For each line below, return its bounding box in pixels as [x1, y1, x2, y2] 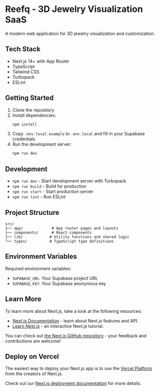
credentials [12, 136, 36, 142]
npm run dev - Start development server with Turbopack [12, 178, 126, 184]
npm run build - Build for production [12, 183, 87, 190]
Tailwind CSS [12, 69, 40, 75]
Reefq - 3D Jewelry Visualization [5, 3, 143, 15]
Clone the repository [12, 107, 54, 113]
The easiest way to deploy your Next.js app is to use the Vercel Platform [5, 366, 153, 372]
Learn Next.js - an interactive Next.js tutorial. [12, 323, 104, 329]
